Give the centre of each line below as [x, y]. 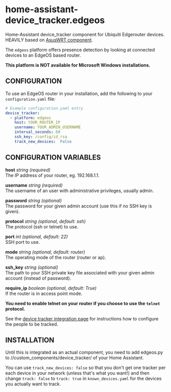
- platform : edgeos [31, 118]
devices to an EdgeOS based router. [43, 55]
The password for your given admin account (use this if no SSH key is [79, 206]
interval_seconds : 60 [37, 132]
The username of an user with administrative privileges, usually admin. [80, 191]
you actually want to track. [33, 384]
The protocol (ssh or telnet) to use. [42, 226]
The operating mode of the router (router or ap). [56, 257]
